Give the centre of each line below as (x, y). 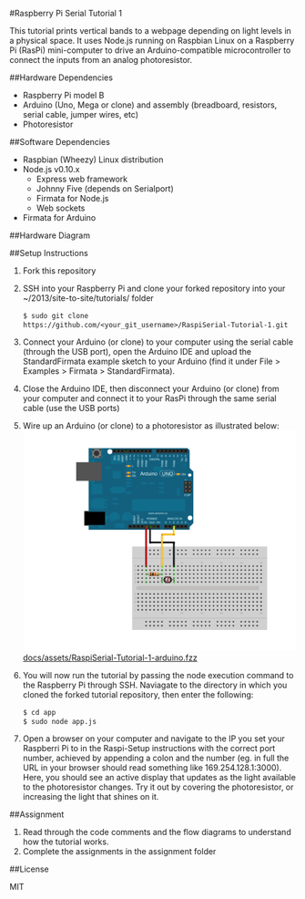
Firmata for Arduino (59, 217)
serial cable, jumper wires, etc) (81, 114)
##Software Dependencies (60, 142)
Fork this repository (59, 271)
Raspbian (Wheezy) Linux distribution (93, 160)
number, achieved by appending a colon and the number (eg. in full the (156, 758)
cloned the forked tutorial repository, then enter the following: (138, 695)
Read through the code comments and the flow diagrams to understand (157, 832)
